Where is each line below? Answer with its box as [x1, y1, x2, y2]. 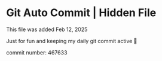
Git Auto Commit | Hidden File [6, 6, 157, 20]
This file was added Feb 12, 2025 [6, 26, 88, 33]
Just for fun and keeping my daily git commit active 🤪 [6, 37, 137, 44]
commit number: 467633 [6, 48, 68, 56]
